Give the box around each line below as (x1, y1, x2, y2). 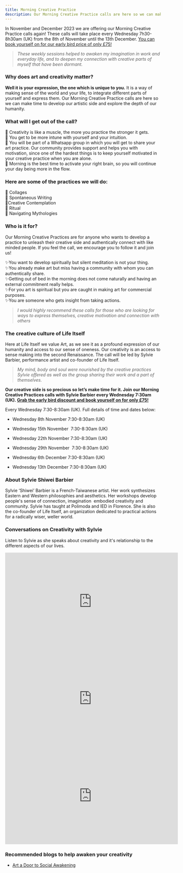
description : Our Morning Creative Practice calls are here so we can (5, 12, 153, 17)
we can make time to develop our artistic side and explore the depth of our (5, 100, 157, 106)
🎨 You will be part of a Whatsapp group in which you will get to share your (5, 140, 155, 146)
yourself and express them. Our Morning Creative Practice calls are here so (5, 95, 159, 101)
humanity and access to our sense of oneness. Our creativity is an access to (5, 346, 161, 352)
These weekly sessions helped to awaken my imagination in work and (17, 50, 160, 57)
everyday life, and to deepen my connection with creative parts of (17, 56, 152, 62)
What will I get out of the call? (5, 118, 77, 125)
